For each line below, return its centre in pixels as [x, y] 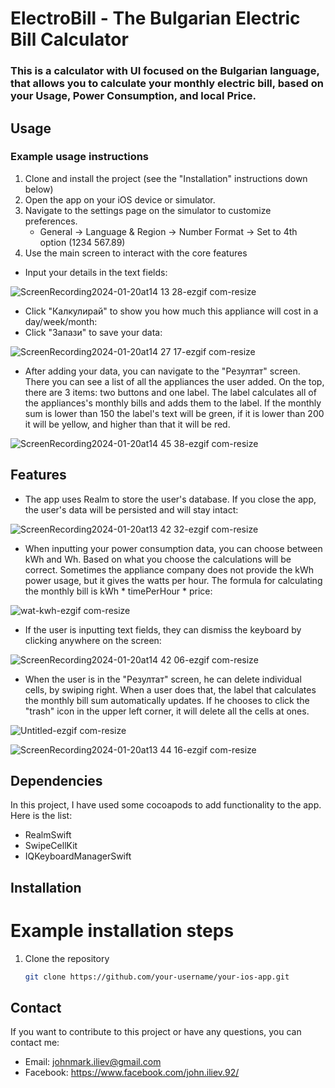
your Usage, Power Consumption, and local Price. [133, 96]
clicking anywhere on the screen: [93, 640]
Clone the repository [67, 958]
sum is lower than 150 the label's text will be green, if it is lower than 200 [174, 413]
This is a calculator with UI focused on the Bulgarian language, [165, 71]
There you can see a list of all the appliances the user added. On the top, [174, 381]
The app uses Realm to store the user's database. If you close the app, [170, 499]
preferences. [51, 221]
